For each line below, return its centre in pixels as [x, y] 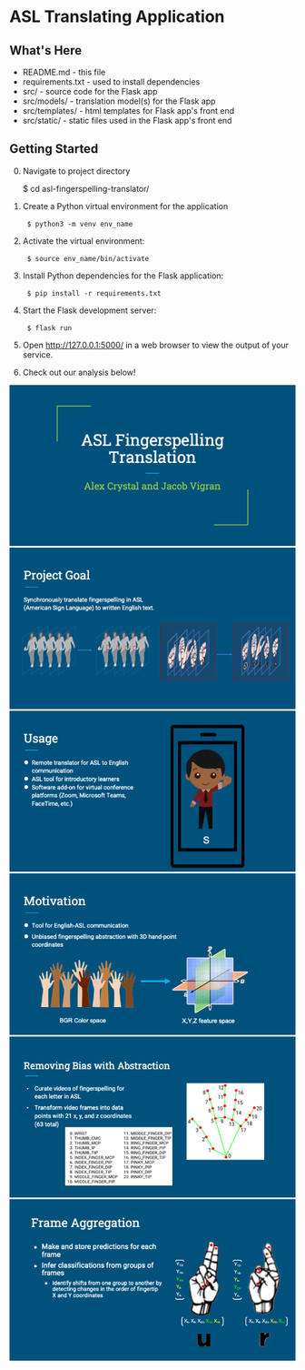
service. [38, 354]
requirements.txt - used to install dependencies [111, 82]
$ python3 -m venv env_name [80, 224]
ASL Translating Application [117, 17]
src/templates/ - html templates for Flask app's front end [128, 111]
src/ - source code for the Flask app [90, 91]
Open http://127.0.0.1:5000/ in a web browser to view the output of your [155, 345]
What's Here [46, 50]
